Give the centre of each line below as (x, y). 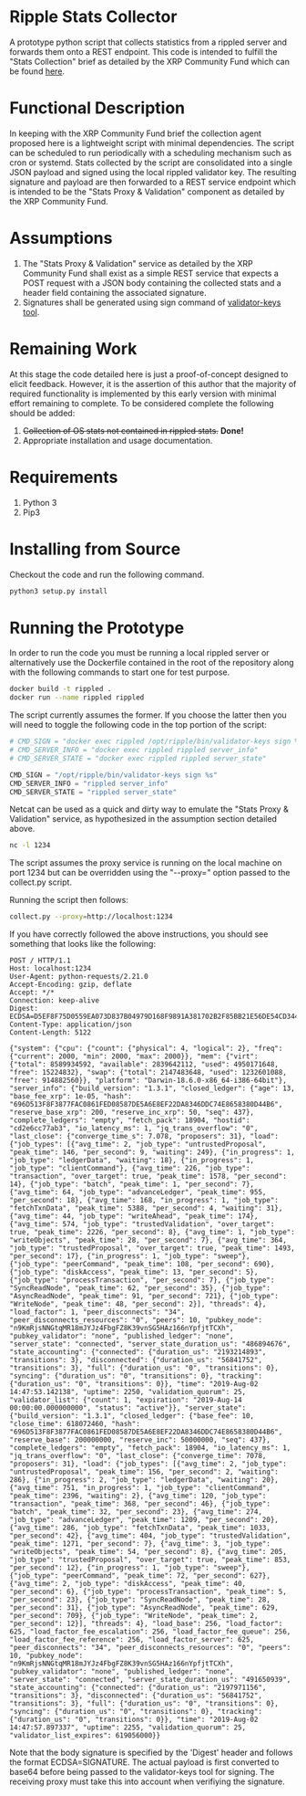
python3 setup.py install (58, 591)
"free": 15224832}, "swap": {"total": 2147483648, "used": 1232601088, (148, 1073)
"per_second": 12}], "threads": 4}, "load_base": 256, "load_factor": (146, 1624)
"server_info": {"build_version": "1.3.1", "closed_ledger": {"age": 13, (153, 1088)
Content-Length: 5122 (51, 1033)
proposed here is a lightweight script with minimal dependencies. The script (152, 142)
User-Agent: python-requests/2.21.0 (79, 977)
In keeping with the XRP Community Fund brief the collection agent (136, 133)
